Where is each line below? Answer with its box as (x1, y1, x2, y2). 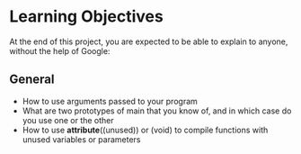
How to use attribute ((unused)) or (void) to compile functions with (22, 124, 269, 135)
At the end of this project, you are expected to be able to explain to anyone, (9, 36, 288, 47)
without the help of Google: (9, 45, 111, 56)
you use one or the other (22, 114, 114, 125)
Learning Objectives (9, 6, 164, 27)
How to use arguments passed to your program (22, 95, 198, 106)
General (9, 72, 56, 87)
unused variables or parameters (22, 133, 141, 145)
